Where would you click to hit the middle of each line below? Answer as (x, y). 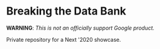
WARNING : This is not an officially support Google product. (81, 28)
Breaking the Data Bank (66, 11)
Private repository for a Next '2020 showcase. (64, 39)
